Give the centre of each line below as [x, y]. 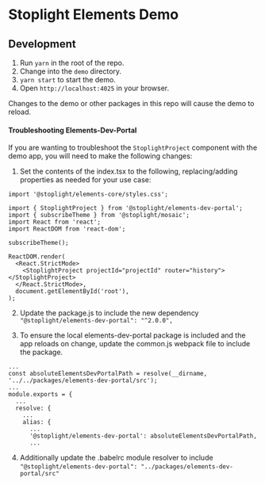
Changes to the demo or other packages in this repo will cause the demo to [131, 103]
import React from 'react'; [55, 222]
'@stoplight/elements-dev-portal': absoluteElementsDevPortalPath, [143, 436]
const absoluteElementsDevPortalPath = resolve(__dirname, [108, 374]
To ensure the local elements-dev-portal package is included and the [132, 335]
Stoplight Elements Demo [94, 15]
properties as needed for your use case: [85, 180]
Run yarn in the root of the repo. [72, 63]
